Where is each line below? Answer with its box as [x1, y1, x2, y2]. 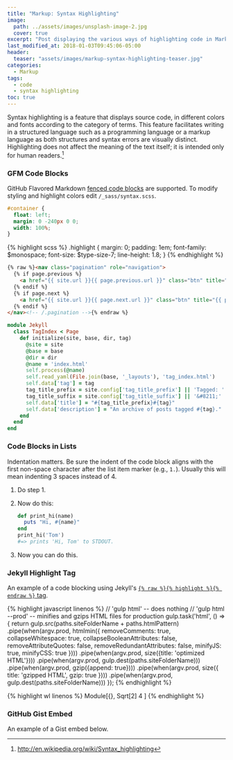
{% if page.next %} [13, 289, 70, 297]
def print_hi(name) [17, 512, 74, 519]
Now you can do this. [17, 550, 78, 559]
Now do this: [17, 499, 54, 507]
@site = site [25, 341, 64, 348]
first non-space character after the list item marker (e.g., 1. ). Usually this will [7, 464, 226, 473]
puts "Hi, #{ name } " [24, 518, 80, 526]
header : [7, 49, 30, 56]
